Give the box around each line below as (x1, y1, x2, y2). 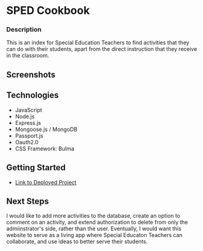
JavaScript (15, 106, 42, 113)
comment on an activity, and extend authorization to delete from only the (6, 219, 188, 226)
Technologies (6, 90, 59, 101)
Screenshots (6, 69, 56, 79)
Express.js (15, 119, 41, 126)
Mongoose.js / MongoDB (15, 125, 78, 133)
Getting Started (6, 162, 66, 173)
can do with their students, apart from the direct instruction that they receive (6, 45, 198, 53)
